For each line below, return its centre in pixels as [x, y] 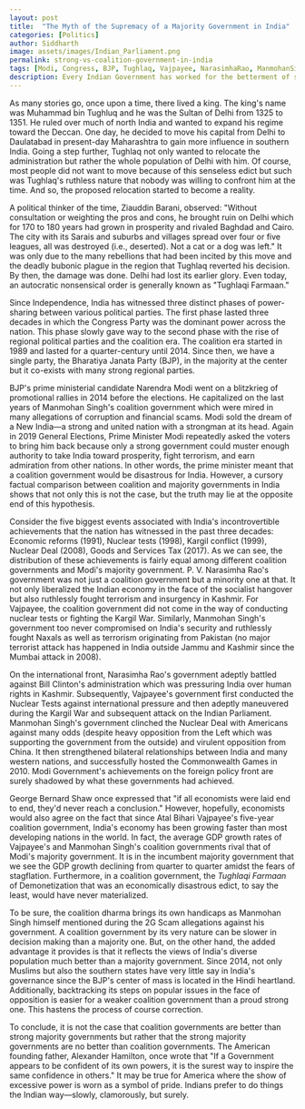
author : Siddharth [44, 43]
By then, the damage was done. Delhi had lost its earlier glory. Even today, [148, 275]
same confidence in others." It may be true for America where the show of [148, 1075]
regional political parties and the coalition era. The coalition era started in [146, 341]
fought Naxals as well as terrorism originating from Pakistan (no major [140, 637]
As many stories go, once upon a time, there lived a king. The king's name [148, 103]
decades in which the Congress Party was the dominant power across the [148, 322]
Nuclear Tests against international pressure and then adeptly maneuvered [149, 703]
